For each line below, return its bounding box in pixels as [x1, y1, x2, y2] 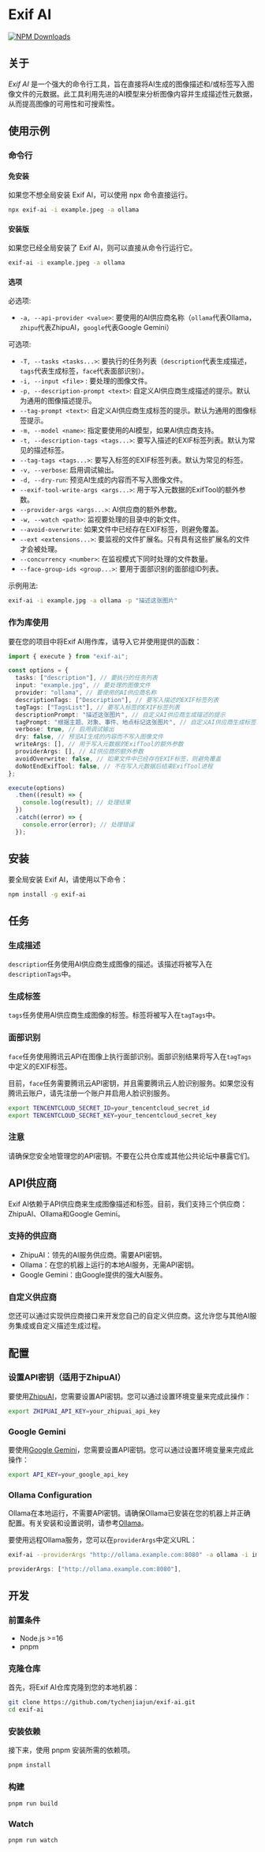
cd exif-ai [8, 1706, 44, 1713]
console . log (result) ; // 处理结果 [22, 799, 132, 806]
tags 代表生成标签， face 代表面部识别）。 [19, 366, 149, 376]
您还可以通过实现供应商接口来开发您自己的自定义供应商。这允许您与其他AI [8, 1311, 250, 1321]
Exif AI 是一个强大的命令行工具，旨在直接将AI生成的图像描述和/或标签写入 [8, 79, 248, 89]
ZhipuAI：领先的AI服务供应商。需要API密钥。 [19, 1250, 167, 1259]
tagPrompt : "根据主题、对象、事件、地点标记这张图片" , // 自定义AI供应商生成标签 [15, 718, 256, 726]
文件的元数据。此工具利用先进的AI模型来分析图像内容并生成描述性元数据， [14, 89, 257, 98]
